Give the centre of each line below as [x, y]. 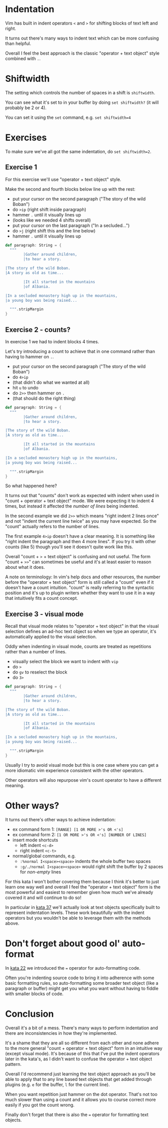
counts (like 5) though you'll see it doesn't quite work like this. [69, 547]
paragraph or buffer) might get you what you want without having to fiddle [82, 988]
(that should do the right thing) [44, 398]
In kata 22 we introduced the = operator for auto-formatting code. [73, 968]
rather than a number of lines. [36, 652]
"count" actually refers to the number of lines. [52, 527]
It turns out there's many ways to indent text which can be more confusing [82, 38]
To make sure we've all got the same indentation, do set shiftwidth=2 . [78, 151]
